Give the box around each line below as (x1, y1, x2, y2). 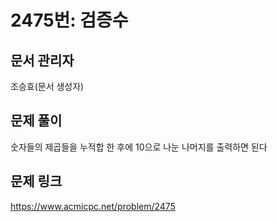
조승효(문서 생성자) (10, 81, 85, 92)
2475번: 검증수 (10, 9, 129, 32)
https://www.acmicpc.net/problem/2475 (10, 200, 176, 212)
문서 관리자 (10, 52, 75, 69)
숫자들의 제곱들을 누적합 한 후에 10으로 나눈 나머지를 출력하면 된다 (10, 141, 268, 153)
